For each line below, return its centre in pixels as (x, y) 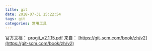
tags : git (15, 19)
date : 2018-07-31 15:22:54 (33, 14)
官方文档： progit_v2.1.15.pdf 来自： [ (43, 38)
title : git (16, 10)
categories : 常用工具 (26, 23)
